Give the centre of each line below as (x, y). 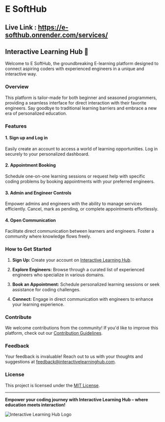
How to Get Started (28, 249)
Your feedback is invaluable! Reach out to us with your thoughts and (74, 356)
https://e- (53, 27)
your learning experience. (38, 304)
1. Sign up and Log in (27, 138)
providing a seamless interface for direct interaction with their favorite (76, 103)
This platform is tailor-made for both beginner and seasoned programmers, (81, 98)
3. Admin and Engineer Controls (38, 193)
